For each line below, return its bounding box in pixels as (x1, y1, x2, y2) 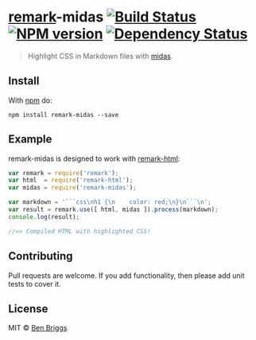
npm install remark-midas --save (8, 111, 119, 119)
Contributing (8, 249, 73, 263)
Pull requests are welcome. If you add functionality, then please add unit (8, 271, 245, 280)
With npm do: (8, 96, 53, 105)
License (8, 302, 48, 315)
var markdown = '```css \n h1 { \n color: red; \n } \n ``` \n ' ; (8, 198, 212, 206)
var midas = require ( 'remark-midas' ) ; (8, 184, 137, 192)
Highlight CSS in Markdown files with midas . (27, 51, 173, 61)
